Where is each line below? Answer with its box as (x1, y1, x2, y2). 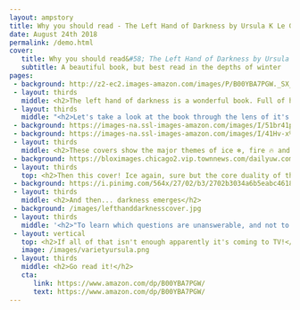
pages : (9, 71, 34, 80)
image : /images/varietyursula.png (21, 246, 150, 255)
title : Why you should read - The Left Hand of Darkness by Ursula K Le (9, 21, 286, 30)
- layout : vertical (12, 229, 87, 238)
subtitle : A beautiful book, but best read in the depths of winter (21, 63, 281, 72)
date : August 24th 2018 (9, 29, 98, 38)
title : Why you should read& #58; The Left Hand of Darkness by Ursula (21, 54, 290, 63)
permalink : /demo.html (9, 38, 94, 47)
